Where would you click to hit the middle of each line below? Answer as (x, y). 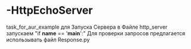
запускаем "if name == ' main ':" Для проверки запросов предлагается (96, 33)
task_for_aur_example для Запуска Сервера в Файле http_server (87, 27)
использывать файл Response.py (48, 39)
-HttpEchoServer (50, 10)
